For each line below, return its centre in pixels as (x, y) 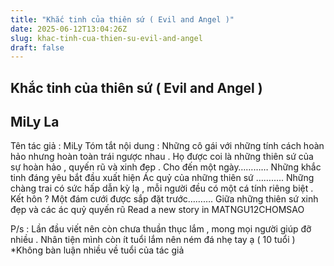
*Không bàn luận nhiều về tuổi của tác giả (97, 250)
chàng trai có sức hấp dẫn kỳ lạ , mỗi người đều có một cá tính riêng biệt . (162, 188)
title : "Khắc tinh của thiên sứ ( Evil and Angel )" (122, 19)
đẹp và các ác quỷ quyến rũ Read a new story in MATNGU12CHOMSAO (157, 210)
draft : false (37, 47)
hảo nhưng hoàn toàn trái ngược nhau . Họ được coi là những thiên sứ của (162, 157)
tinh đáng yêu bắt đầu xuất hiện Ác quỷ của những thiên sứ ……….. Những (162, 178)
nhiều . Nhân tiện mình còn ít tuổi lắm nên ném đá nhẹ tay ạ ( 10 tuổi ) (153, 240)
